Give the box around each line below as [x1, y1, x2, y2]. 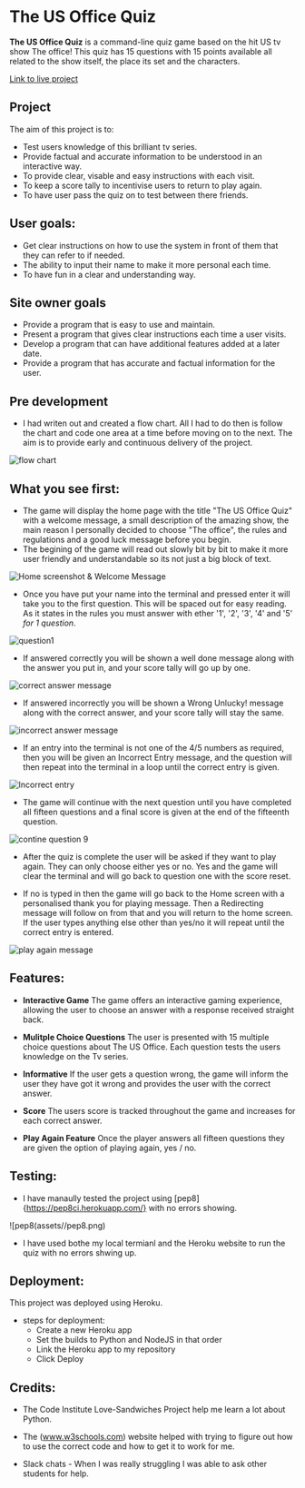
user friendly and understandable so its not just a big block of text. [22, 554, 272, 564]
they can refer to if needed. [22, 250, 125, 261]
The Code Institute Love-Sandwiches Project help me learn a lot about [22, 1404, 286, 1415]
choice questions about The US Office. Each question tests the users [22, 1041, 281, 1052]
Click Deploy [35, 1354, 84, 1365]
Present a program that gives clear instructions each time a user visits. [22, 329, 287, 340]
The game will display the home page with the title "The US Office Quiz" [22, 506, 293, 516]
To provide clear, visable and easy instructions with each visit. [22, 170, 256, 181]
